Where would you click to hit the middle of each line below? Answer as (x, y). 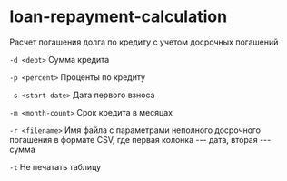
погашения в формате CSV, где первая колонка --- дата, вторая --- (140, 139)
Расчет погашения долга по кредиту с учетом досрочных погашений (144, 42)
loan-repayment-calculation (119, 17)
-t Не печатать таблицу (55, 166)
